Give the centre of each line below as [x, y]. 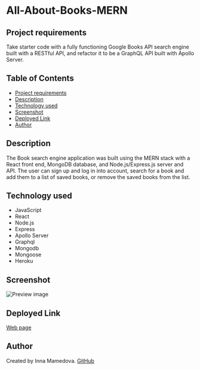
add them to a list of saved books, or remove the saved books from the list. [98, 177]
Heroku [24, 261]
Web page [19, 327]
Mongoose [28, 254]
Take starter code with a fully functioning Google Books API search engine [98, 47]
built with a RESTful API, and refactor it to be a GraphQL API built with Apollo [100, 53]
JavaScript [28, 210]
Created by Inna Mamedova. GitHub [50, 360]
